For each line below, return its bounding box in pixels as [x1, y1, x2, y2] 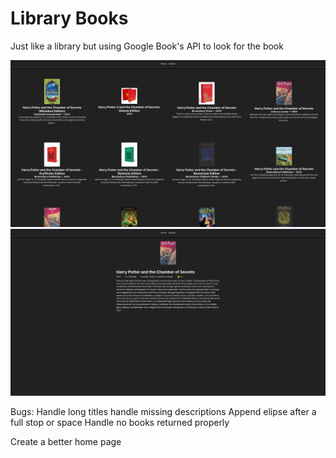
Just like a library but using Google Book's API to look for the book [10, 40, 284, 52]
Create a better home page [10, 435, 122, 447]
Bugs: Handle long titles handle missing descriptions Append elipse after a [10, 405, 317, 417]
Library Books [10, 7, 129, 30]
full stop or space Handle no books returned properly [10, 416, 230, 428]
